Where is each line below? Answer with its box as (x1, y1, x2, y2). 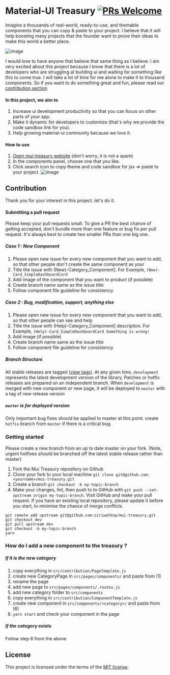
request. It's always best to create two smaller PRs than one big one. (5, 231, 149, 237)
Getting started (5, 434, 44, 441)
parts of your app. (12, 114, 51, 120)
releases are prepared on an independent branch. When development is (5, 380, 154, 386)
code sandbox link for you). (12, 124, 70, 131)
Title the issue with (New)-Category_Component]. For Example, (12, 267, 146, 273)
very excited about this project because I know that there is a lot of (5, 63, 146, 69)
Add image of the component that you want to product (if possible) (12, 277, 153, 283)
